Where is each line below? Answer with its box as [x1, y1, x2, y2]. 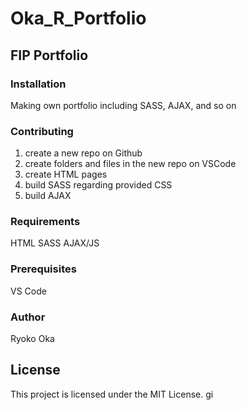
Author [10, 310, 46, 324]
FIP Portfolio [10, 47, 89, 64]
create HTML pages [24, 168, 108, 181]
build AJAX [24, 190, 72, 202]
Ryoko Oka [10, 333, 55, 345]
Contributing [10, 124, 74, 138]
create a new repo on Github [24, 147, 143, 159]
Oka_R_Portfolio [10, 7, 147, 30]
